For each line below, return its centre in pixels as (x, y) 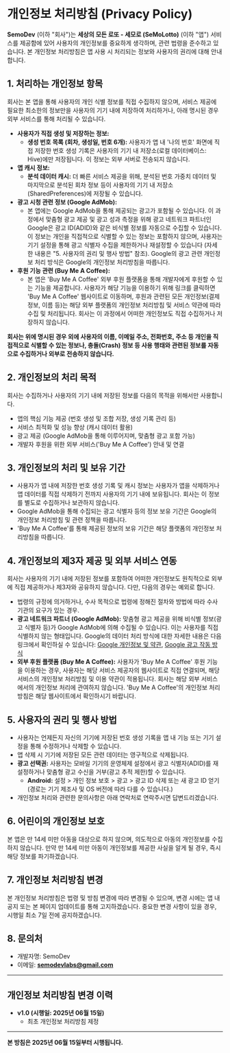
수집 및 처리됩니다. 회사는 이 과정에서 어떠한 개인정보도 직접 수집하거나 (121, 313)
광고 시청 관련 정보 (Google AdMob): (67, 202)
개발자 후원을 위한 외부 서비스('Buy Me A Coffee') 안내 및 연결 (101, 444)
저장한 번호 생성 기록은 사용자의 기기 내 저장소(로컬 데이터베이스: (120, 150)
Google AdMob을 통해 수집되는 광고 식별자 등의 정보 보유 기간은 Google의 (117, 511)
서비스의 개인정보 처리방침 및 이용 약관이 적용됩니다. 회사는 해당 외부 (108, 679)
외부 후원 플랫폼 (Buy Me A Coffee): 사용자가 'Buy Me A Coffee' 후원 (111, 662)
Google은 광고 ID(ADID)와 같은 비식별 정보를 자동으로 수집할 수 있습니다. (125, 228)
